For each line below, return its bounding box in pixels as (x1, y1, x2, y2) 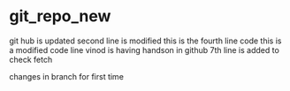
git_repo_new (9, 6, 111, 27)
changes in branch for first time (9, 71, 124, 81)
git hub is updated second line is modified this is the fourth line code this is (9, 35, 282, 46)
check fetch (9, 54, 53, 64)
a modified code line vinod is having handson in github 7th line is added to (9, 44, 280, 55)
